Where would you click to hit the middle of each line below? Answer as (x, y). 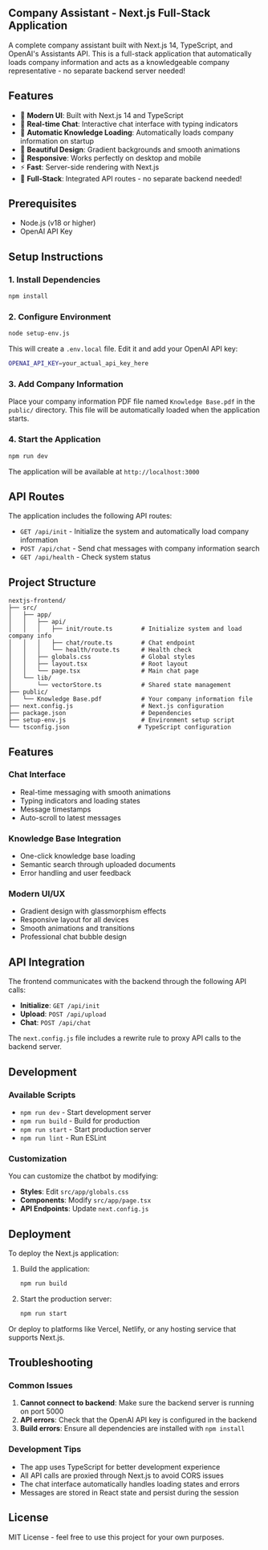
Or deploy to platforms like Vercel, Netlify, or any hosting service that (122, 1328)
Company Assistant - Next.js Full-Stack (110, 13)
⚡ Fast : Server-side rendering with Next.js (89, 167)
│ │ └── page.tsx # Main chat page (104, 671)
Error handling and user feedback (75, 873)
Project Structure (52, 582)
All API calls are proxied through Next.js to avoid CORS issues (122, 1475)
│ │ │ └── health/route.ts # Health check (100, 650)
